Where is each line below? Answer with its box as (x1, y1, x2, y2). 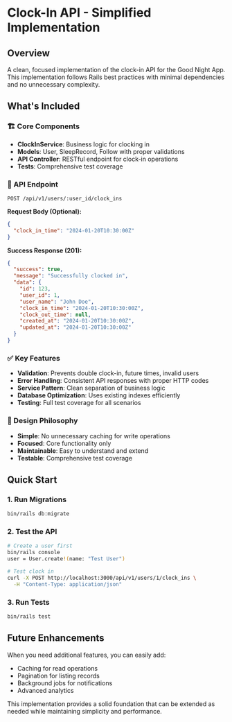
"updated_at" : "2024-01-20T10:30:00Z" (19, 324, 132, 331)
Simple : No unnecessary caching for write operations (17, 431, 171, 440)
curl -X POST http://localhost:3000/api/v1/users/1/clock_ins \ (7, 574, 197, 581)
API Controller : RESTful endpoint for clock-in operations (17, 155, 179, 163)
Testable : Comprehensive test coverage (17, 454, 133, 462)
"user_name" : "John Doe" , (19, 298, 95, 305)
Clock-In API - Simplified (7, 5, 152, 21)
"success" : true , (13, 266, 64, 273)
